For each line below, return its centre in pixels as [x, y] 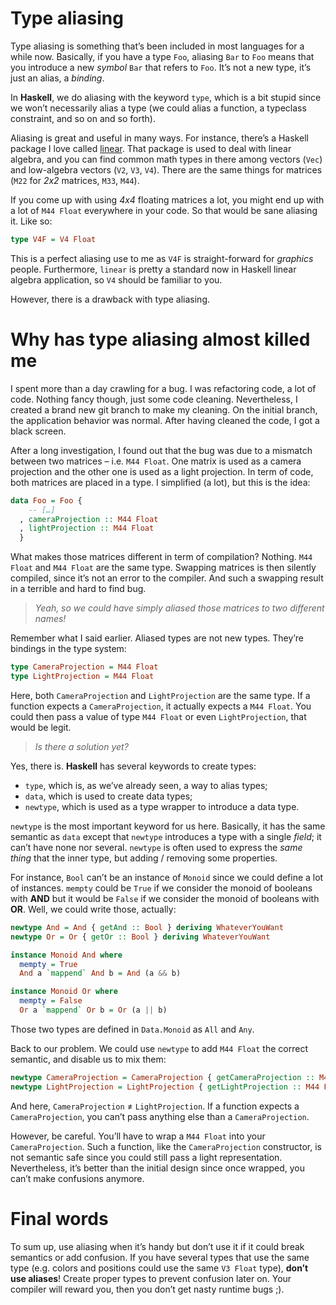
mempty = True [48, 964]
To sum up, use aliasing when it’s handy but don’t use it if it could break [157, 1246]
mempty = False [51, 1001]
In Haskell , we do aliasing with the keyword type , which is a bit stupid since [166, 97]
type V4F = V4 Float [53, 239]
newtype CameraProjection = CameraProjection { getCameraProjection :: [162, 1077]
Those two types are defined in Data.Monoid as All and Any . [132, 1029]
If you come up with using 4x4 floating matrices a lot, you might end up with [167, 199]
